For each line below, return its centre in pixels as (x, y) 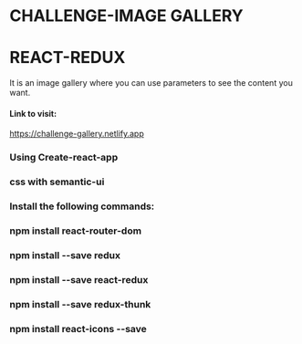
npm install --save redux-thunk (80, 304)
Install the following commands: (82, 206)
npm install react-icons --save (78, 328)
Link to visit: (33, 113)
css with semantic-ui (57, 182)
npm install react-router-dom (76, 231)
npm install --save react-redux (79, 279)
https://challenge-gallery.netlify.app (77, 134)
